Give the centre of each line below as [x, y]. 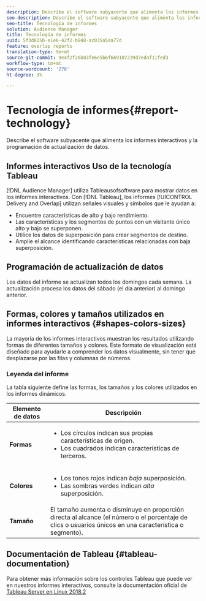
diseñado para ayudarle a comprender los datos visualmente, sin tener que [101, 351]
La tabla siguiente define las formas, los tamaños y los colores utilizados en [102, 387]
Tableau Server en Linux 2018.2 [46, 591]
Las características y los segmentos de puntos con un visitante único [102, 222]
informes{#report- [131, 110]
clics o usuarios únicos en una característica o [117, 524]
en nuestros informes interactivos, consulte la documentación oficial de [97, 585]
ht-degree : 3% [25, 75]
